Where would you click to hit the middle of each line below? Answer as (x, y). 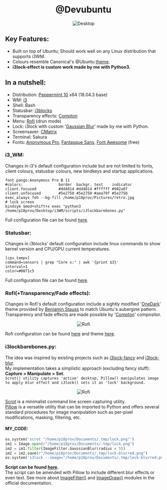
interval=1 (16, 267)
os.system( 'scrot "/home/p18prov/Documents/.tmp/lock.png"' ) (70, 439)
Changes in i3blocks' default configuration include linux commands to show (83, 244)
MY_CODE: (17, 429)
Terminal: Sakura (30, 137)
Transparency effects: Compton (45, 115)
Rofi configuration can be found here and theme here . (60, 334)
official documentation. (29, 483)
